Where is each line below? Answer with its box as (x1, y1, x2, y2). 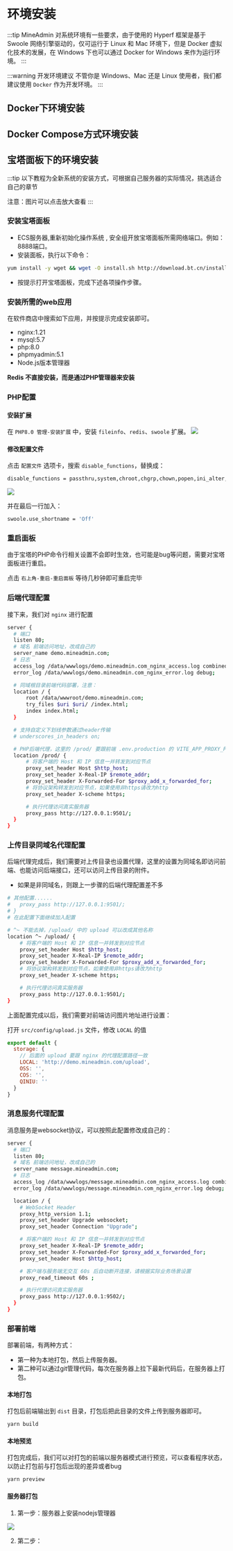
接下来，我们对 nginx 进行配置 (7, 610, 94, 618)
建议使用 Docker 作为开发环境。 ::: (7, 80, 103, 88)
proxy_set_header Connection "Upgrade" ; (19, 1223, 138, 1230)
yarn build (7, 1421, 39, 1428)
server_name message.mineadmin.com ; (13, 1166, 119, 1172)
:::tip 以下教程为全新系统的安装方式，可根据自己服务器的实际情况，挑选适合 (7, 174, 222, 182)
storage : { (13, 1046, 45, 1053)
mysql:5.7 (17, 335, 45, 344)
